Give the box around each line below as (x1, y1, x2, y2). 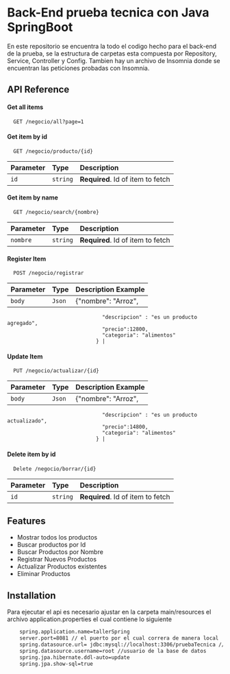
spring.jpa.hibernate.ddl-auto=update (19, 653, 130, 661)
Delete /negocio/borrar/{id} (13, 465, 97, 472)
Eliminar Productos (16, 570, 71, 578)
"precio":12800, (101, 326, 149, 333)
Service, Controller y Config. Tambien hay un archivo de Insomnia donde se (7, 56, 220, 64)
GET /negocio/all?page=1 (13, 118, 84, 125)
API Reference (7, 84, 70, 95)
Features (7, 515, 46, 527)
